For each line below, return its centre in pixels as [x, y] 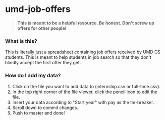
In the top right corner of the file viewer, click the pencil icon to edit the [85, 92]
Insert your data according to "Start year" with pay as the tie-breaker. [83, 102]
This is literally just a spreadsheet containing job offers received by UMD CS [83, 52]
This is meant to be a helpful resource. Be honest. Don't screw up [86, 23]
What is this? [21, 41]
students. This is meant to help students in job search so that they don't [78, 57]
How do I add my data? [33, 76]
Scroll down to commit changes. [45, 108]
